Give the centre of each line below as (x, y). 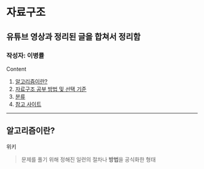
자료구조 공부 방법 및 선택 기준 (51, 89)
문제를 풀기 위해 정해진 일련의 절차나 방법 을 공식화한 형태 (88, 159)
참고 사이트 (28, 104)
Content (16, 69)
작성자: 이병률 (25, 55)
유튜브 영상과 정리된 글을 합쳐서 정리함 (73, 37)
